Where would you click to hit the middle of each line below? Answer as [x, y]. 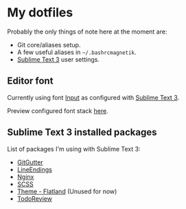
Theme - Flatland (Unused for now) [67, 191]
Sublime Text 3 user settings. [58, 59]
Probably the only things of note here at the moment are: [87, 32]
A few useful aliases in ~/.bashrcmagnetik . [77, 52]
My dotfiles [40, 13]
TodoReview [35, 198]
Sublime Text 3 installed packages [82, 133]
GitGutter [30, 162]
